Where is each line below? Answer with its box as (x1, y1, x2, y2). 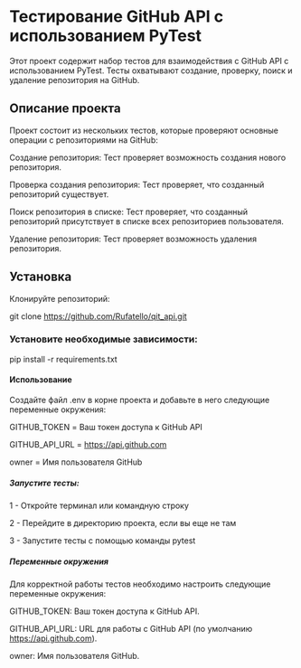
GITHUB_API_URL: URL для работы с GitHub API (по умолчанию (9, 624, 253, 634)
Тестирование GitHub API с (9, 6, 224, 27)
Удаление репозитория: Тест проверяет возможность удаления (9, 233, 258, 244)
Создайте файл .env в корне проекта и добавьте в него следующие (9, 395, 270, 406)
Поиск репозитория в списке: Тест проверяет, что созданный (9, 206, 249, 217)
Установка (9, 269, 72, 285)
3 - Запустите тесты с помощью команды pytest (9, 535, 196, 546)
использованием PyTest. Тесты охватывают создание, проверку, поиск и (9, 65, 293, 76)
